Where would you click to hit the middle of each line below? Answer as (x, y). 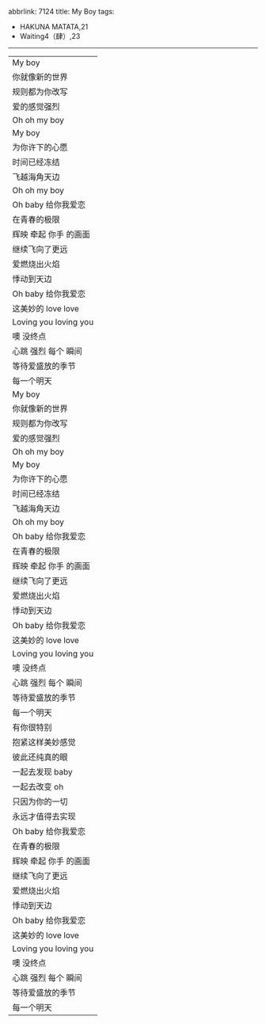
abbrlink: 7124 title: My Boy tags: (61, 11)
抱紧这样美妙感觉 (44, 742)
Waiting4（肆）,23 (50, 36)
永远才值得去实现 (44, 817)
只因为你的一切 (40, 801)
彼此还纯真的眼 (40, 757)
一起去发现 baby (42, 772)
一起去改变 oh (38, 787)
